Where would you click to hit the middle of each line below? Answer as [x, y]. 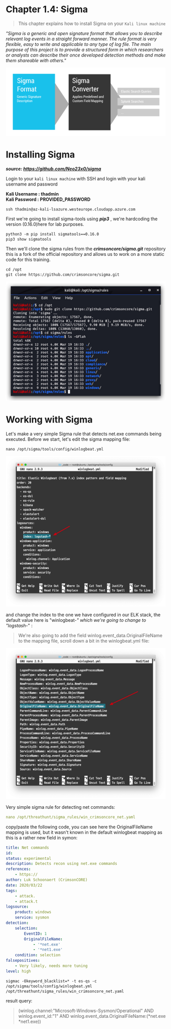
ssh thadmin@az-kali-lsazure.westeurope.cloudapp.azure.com [71, 209]
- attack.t [26, 901]
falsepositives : [23, 961]
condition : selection [38, 955]
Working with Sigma [49, 420]
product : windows [33, 912]
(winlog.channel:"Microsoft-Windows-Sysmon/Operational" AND [86, 1011]
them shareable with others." [36, 60]
